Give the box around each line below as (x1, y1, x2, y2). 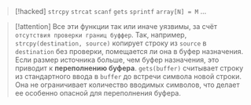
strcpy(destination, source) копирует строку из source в (14, 38, 207, 48)
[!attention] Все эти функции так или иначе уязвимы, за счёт (14, 22, 218, 31)
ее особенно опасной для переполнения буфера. (14, 89, 182, 97)
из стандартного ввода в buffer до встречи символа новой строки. (14, 72, 242, 81)
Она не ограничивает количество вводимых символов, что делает (14, 80, 240, 89)
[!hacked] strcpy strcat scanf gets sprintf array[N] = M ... (14, 7, 207, 16)
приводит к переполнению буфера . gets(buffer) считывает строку (14, 63, 244, 73)
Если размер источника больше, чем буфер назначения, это (14, 55, 220, 64)
